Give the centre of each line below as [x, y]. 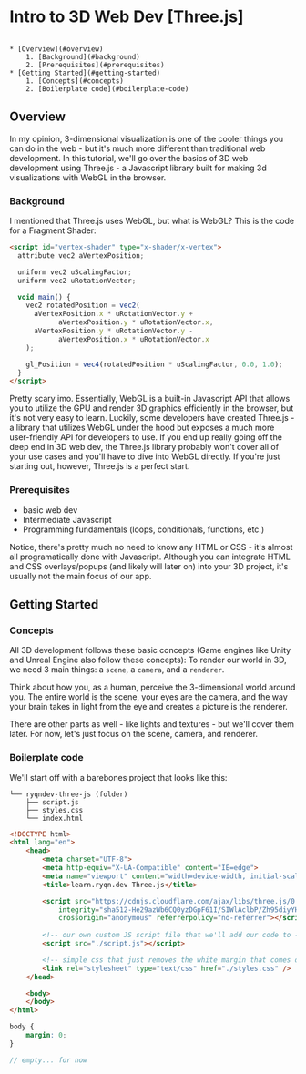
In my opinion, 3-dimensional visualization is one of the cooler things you [147, 138]
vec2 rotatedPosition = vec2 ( [83, 306]
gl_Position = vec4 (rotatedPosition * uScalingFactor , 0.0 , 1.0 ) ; [154, 364]
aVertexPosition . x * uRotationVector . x [133, 339]
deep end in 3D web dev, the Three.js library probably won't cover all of [144, 447]
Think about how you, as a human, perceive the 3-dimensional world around [153, 687]
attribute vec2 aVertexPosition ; [81, 256]
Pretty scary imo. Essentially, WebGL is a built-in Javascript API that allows [150, 399]
